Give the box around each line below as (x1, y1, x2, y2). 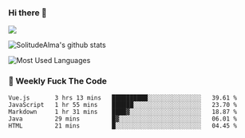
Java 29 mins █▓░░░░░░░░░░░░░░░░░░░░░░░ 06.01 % (8, 115, 238, 123)
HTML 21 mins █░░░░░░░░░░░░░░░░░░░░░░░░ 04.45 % (8, 121, 238, 130)
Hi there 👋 (8, 7, 48, 18)
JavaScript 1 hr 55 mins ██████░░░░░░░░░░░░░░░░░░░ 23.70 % (8, 101, 238, 108)
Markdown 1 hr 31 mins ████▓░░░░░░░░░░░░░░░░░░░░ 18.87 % (8, 108, 238, 116)
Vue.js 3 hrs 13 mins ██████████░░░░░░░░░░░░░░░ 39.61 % (8, 93, 238, 102)
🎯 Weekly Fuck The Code (8, 76, 108, 87)
